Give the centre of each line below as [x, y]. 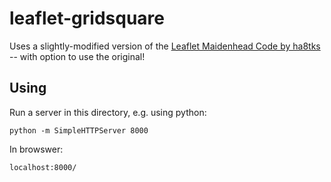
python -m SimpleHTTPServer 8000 [79, 130]
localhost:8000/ [43, 167]
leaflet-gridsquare [87, 18]
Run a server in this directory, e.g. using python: [108, 112]
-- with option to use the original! [77, 56]
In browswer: [36, 149]
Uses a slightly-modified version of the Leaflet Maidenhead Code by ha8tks [165, 46]
